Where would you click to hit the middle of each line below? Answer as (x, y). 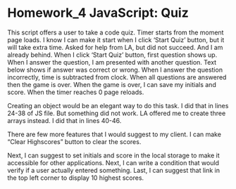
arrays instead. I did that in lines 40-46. (64, 120)
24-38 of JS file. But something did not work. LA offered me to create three (117, 113)
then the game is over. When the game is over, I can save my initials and (112, 84)
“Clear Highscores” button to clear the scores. (74, 141)
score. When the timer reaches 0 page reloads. (76, 92)
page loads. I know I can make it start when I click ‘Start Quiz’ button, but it (116, 39)
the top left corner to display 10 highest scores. (76, 178)
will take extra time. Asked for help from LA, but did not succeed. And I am (115, 47)
